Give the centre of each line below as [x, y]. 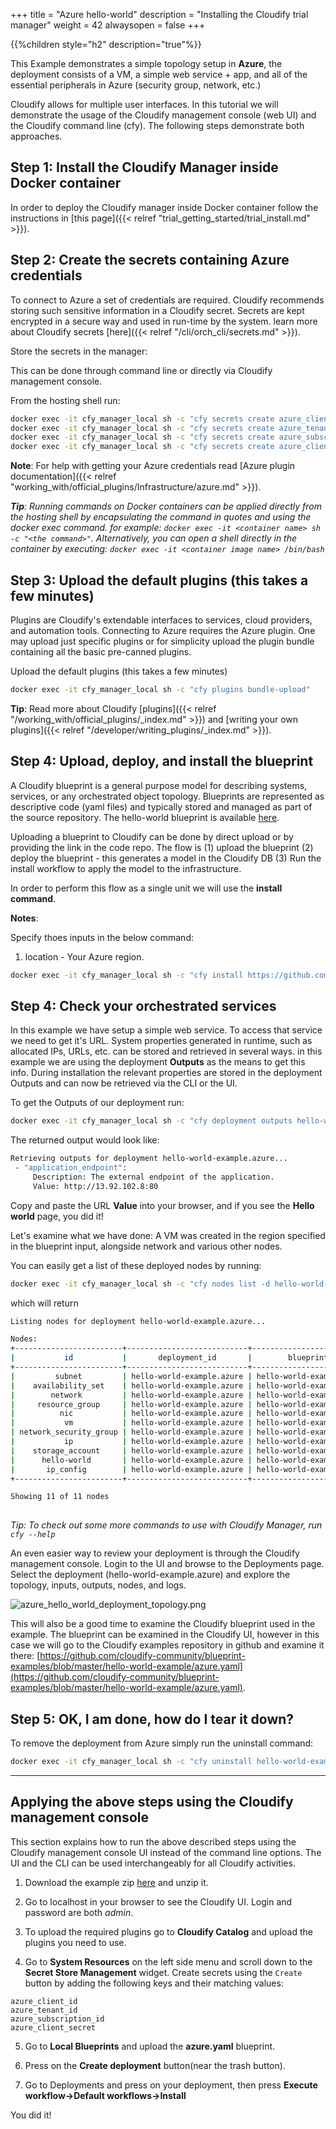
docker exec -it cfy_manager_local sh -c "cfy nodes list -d [140, 1284]
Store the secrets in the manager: [79, 351]
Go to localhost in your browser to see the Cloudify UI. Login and [158, 1901]
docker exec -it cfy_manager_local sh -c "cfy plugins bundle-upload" [160, 689]
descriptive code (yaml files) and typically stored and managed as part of [161, 806]
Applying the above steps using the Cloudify [152, 1802]
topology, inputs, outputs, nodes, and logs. [98, 1585]
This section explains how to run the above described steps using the [153, 1841]
